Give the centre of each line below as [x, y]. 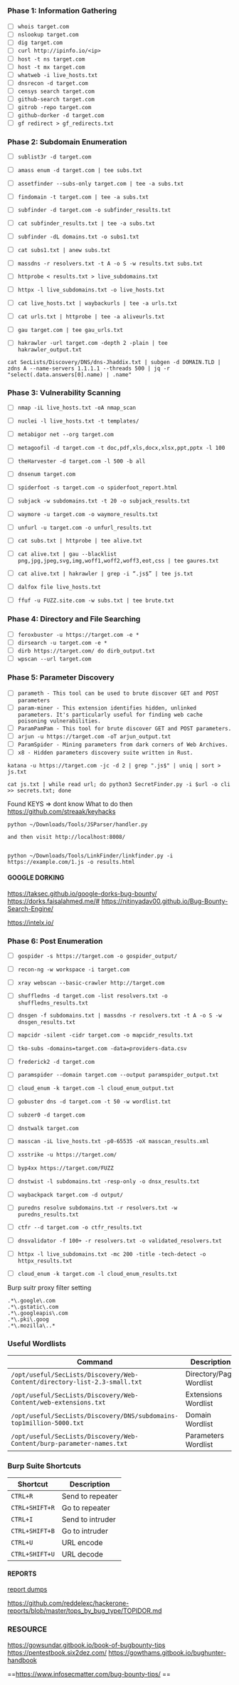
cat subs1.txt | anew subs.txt [64, 250]
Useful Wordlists [37, 1343]
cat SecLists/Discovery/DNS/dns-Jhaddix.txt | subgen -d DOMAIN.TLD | [114, 363]
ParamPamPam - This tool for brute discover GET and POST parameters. [124, 728]
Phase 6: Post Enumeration [55, 941]
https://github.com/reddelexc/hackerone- [68, 1603]
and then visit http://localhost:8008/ [67, 837]
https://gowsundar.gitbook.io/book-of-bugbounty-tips [86, 1645]
